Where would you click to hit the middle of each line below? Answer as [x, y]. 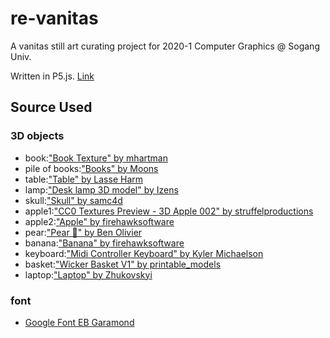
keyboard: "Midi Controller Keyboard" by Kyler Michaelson [144, 253]
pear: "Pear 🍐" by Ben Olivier [83, 232]
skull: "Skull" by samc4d [73, 200]
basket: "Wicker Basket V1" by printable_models [123, 264]
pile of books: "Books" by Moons [91, 168]
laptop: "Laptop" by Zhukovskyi [88, 274]
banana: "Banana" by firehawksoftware [104, 243]
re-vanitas [54, 18]
